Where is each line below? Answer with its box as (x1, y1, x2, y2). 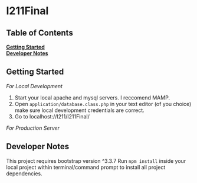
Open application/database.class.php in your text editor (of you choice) (14, 100, 192, 107)
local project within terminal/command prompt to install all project (6, 163, 166, 171)
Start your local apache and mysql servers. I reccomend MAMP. (14, 94, 170, 101)
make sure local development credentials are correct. (14, 107, 145, 114)
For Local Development (6, 82, 63, 89)
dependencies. (6, 170, 42, 177)
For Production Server (6, 124, 60, 131)
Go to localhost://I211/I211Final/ (14, 113, 90, 120)
